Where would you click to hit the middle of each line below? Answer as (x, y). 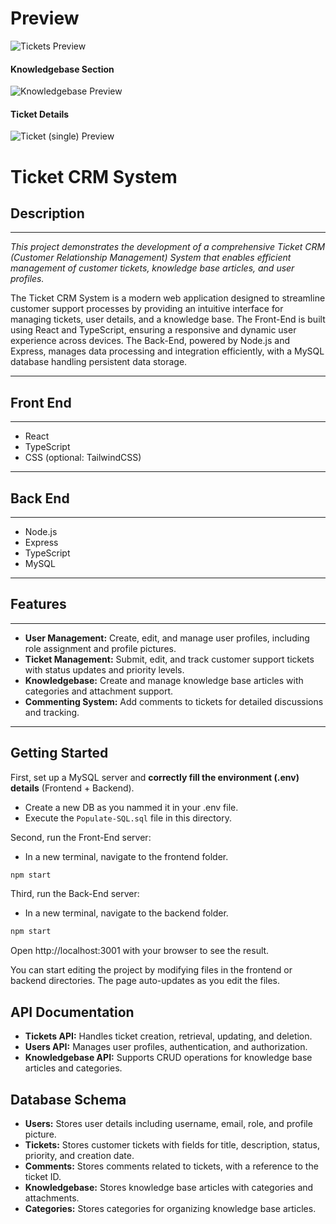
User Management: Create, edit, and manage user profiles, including (167, 638)
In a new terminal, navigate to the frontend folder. (126, 856)
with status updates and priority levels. (104, 669)
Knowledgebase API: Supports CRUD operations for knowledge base (168, 1058)
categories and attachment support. (99, 691)
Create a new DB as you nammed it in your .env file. (131, 807)
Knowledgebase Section (62, 69)
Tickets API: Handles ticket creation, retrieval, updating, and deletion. (168, 1036)
